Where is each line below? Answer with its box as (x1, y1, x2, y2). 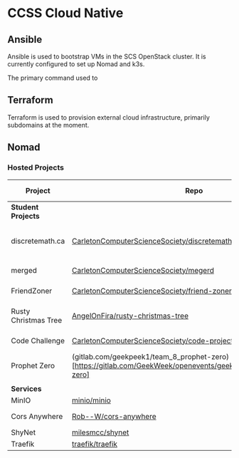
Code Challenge (11, 335, 65, 345)
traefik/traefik (72, 439, 118, 449)
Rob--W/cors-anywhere (72, 411, 156, 421)
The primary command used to (7, 73, 98, 82)
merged (11, 265, 38, 275)
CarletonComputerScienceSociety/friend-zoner (72, 286, 233, 296)
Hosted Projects (7, 162, 64, 172)
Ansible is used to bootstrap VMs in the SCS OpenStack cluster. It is (7, 52, 206, 61)
